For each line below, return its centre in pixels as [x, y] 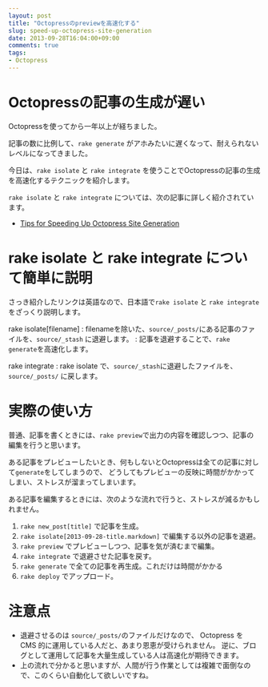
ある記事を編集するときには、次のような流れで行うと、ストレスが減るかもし [134, 499]
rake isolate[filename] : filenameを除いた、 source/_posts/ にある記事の [125, 328]
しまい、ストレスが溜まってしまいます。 [74, 482]
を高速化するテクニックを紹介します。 [71, 180]
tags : [17, 53]
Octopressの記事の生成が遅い [107, 103]
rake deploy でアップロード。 [69, 576]
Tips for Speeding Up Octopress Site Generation [100, 223]
